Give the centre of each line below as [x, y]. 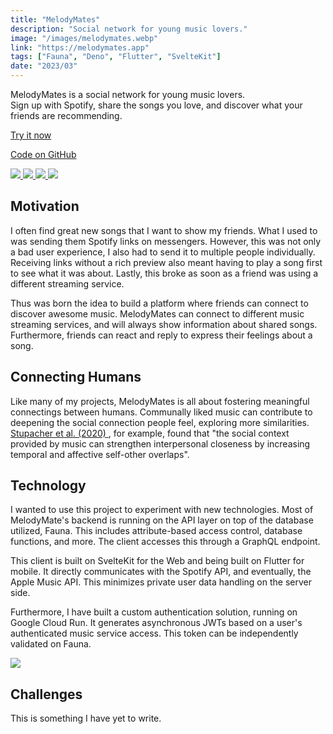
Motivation [45, 206]
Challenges [46, 694]
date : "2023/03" [44, 66]
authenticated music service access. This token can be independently [154, 633]
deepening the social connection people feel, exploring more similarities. [160, 422]
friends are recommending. [66, 115]
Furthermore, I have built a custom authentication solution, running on [154, 612]
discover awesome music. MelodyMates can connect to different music [157, 313]
